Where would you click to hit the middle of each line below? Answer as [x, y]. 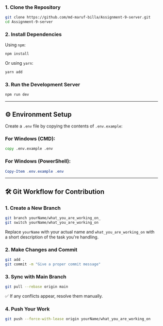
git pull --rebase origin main [37, 287]
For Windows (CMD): [30, 139]
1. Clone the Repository [33, 7]
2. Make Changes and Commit [41, 250]
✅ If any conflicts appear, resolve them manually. [54, 296]
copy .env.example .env [29, 149]
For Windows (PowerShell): [38, 161]
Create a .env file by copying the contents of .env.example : [64, 126]
